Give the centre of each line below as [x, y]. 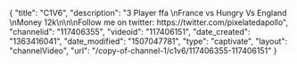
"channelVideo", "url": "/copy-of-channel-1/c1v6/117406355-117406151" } [143, 51]
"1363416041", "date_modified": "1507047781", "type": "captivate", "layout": [148, 41]
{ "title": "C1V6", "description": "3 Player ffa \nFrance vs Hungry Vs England [148, 13]
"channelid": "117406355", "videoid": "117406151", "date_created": [130, 32]
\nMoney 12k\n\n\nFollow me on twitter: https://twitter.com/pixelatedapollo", [148, 22]
